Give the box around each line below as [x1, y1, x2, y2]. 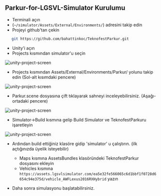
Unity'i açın [12, 45, 35, 51]
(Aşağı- [141, 93, 156, 99]
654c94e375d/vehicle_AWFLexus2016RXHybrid [19, 177, 107, 181]
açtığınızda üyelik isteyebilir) [12, 146, 69, 151]
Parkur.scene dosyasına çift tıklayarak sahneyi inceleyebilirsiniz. [12, 93, 140, 99]
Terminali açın [12, 16, 40, 22]
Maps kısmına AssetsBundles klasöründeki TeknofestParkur [19, 155, 139, 161]
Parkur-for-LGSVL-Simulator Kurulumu [5, 4, 125, 12]
